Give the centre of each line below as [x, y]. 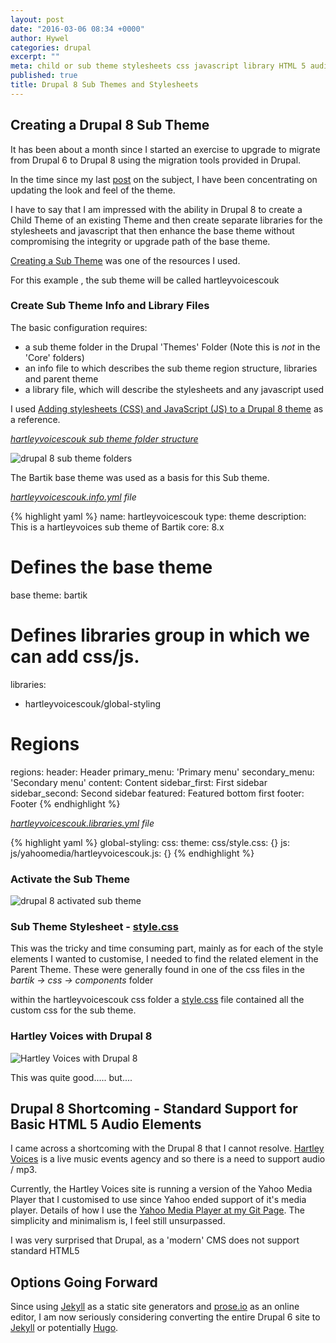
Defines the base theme [111, 567]
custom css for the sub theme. [73, 1010]
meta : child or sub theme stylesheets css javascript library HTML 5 [158, 66]
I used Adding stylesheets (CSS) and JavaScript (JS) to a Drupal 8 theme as [167, 408]
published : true [44, 76]
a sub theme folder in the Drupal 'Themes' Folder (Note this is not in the [172, 347]
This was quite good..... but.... [71, 1077]
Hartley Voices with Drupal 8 [81, 1036]
